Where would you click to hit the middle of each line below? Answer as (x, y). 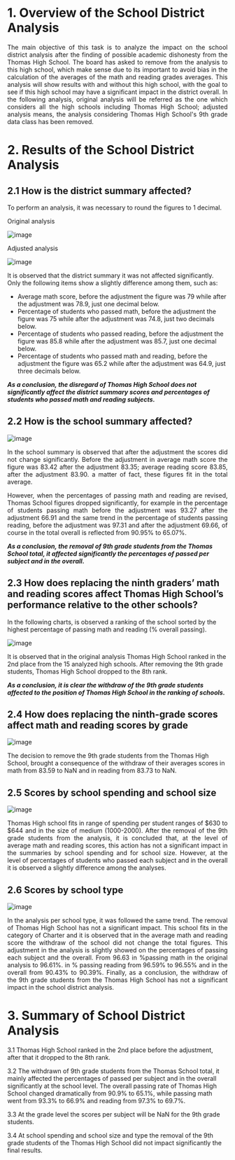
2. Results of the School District (101, 150)
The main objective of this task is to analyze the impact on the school (117, 47)
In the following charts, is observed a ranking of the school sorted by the (112, 622)
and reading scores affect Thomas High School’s (115, 594)
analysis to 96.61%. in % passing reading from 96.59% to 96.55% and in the (117, 965)
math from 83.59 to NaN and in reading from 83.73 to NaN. (92, 771)
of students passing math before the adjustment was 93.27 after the (117, 510)
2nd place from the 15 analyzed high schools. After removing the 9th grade (115, 664)
